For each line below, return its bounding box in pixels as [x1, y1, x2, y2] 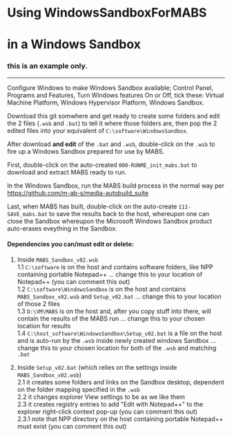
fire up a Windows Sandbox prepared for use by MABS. [7, 147, 164, 155]
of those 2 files [17, 299, 61, 307]
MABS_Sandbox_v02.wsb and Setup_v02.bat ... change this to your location [17, 292, 222, 301]
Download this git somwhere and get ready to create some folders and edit [7, 112, 220, 120]
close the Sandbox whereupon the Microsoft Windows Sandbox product [7, 217, 213, 225]
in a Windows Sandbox [7, 37, 142, 53]
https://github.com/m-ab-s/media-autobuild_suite [7, 188, 148, 197]
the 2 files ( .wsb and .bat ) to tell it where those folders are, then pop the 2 [7, 119, 217, 127]
